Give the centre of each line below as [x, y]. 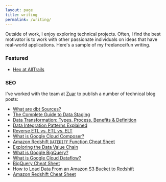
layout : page [19, 10]
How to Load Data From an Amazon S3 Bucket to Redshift [73, 169]
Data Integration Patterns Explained [50, 125]
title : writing [21, 15]
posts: [12, 99]
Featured [17, 58]
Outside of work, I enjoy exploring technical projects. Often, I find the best [83, 34]
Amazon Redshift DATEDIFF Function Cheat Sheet [64, 142]
